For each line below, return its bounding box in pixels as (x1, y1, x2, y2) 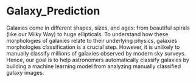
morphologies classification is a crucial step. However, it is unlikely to (6, 43, 180, 51)
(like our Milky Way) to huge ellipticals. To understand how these (6, 30, 169, 37)
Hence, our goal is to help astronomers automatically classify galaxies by (6, 56, 190, 63)
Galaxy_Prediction (6, 4, 100, 18)
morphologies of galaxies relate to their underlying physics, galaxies (6, 37, 178, 44)
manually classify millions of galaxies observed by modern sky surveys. (6, 49, 186, 57)
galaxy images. (6, 69, 44, 76)
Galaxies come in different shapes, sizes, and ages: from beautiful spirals (6, 24, 190, 31)
